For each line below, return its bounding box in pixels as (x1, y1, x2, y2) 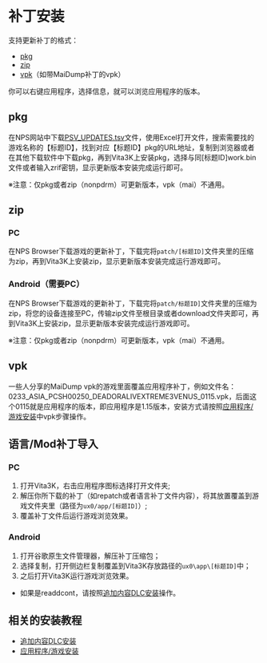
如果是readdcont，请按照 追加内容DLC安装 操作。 (19, 588, 181, 597)
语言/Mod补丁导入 (8, 437, 98, 451)
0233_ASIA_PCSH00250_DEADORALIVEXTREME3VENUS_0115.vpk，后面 (8, 391, 250, 401)
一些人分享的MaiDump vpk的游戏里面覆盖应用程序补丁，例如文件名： (8, 382, 237, 391)
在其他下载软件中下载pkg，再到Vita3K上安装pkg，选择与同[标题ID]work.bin (8, 152, 257, 162)
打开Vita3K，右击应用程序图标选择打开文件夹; (19, 481, 170, 491)
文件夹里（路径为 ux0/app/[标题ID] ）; (26, 501, 148, 511)
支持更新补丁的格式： (8, 35, 78, 45)
